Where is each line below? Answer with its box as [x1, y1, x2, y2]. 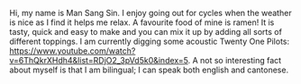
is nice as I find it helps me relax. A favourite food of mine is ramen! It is [9, 17, 275, 28]
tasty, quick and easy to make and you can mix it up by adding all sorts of [9, 27, 282, 37]
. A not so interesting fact [187, 55, 282, 65]
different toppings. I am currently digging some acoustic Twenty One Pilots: [9, 36, 290, 46]
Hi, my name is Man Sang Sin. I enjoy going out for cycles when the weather [9, 8, 292, 18]
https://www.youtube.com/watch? [9, 46, 136, 56]
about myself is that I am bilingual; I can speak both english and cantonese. [9, 64, 289, 75]
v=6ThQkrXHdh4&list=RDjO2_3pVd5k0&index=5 [9, 55, 188, 65]
